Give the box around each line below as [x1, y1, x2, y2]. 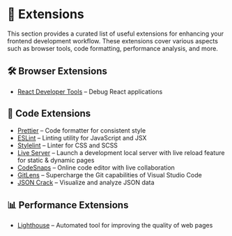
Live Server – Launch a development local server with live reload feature [17, 148, 225, 156]
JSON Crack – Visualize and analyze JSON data [17, 178, 155, 186]
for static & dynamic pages [17, 156, 95, 164]
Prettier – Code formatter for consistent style [17, 126, 146, 135]
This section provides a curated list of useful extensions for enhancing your [7, 29, 224, 38]
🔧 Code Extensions [7, 108, 91, 119]
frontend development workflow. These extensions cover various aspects [7, 36, 218, 45]
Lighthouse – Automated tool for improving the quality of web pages [17, 221, 213, 230]
